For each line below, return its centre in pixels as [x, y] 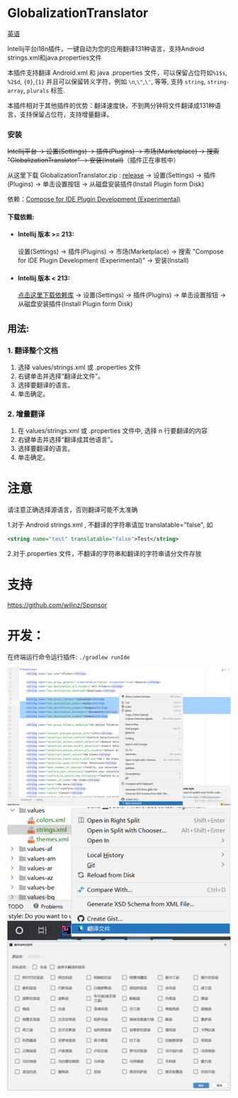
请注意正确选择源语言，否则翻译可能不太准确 [73, 510]
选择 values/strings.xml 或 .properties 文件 [79, 367]
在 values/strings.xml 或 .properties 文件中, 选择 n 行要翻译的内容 [112, 431]
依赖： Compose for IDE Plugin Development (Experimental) [94, 199]
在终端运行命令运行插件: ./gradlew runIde [69, 657]
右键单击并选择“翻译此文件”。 [61, 376]
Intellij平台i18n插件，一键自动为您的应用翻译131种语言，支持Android [106, 48]
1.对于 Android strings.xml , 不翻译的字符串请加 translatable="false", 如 [110, 525]
